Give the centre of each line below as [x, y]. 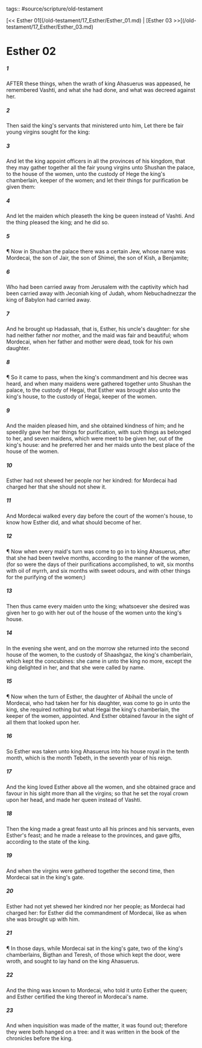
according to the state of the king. [48, 841]
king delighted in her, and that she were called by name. [76, 667]
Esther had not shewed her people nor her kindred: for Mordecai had [92, 480]
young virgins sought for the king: [48, 132]
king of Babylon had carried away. [49, 300]
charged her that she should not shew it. [56, 487]
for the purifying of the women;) [46, 577]
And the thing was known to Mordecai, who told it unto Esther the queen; [97, 990]
